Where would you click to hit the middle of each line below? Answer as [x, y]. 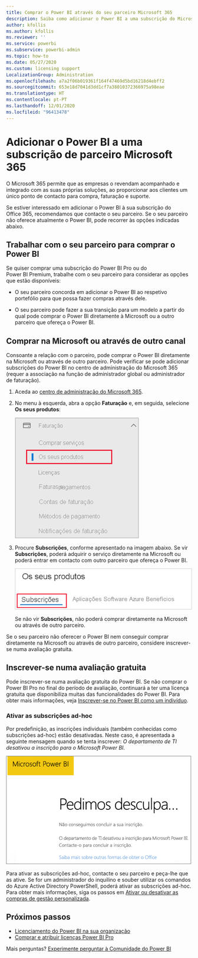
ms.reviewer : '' [26, 37]
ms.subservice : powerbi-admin [43, 50]
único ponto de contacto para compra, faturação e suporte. [78, 196]
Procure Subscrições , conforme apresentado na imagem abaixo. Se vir [101, 548]
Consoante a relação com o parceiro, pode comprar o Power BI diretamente [98, 355]
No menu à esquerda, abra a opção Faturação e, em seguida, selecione [102, 403]
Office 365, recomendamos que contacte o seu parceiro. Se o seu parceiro [97, 214]
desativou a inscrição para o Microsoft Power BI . [66, 747]
